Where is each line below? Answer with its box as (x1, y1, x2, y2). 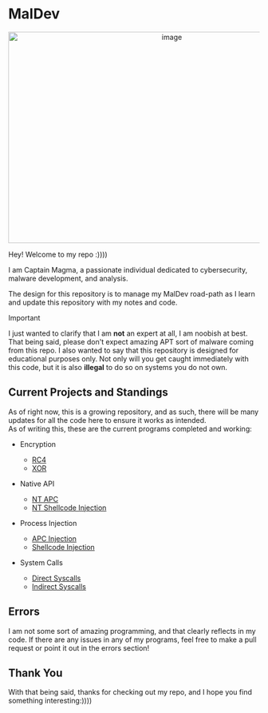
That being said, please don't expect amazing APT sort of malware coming (8, 337, 254, 346)
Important (8, 313, 41, 322)
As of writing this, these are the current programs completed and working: (8, 424, 253, 433)
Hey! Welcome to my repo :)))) (8, 249, 108, 259)
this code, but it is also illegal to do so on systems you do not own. (8, 362, 228, 372)
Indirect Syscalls (31, 581, 86, 592)
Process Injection (19, 518, 77, 528)
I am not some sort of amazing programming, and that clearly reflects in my (8, 626, 257, 635)
